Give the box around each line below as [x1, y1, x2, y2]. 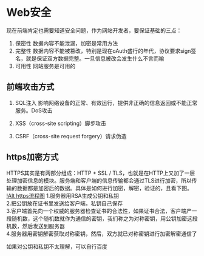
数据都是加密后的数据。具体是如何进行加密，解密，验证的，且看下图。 [16, 184, 192, 192]
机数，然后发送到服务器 [6, 222, 65, 229]
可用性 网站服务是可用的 [15, 62, 76, 70]
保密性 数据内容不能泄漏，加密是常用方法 [15, 39, 118, 47]
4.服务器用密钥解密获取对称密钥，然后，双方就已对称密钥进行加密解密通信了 [6, 230, 197, 237]
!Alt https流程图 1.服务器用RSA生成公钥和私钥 [6, 192, 120, 199]
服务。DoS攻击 [15, 107, 53, 114]
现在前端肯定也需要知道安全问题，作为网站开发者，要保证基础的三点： [6, 27, 182, 34]
